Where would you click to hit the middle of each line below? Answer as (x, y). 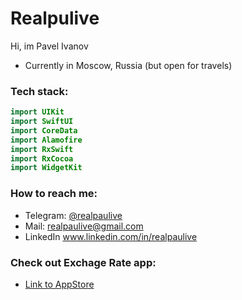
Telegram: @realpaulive (73, 215)
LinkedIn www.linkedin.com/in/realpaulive (111, 236)
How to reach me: (54, 194)
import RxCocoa (42, 158)
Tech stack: (39, 91)
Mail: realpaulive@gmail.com (84, 226)
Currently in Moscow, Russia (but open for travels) (128, 65)
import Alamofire (46, 140)
